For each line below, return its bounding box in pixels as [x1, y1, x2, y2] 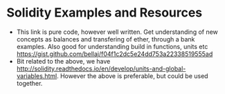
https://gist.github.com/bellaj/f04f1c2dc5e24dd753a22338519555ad [16, 50, 213, 58]
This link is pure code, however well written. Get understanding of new [16, 28, 219, 36]
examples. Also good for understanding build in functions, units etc [16, 42, 208, 50]
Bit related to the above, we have [16, 57, 111, 65]
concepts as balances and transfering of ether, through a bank [16, 35, 195, 43]
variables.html [16, 71, 57, 80]
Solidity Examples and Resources [6, 5, 203, 21]
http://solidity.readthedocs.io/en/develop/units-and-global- [16, 64, 186, 73]
